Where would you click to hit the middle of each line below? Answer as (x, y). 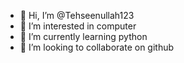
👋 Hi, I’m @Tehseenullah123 (77, 15)
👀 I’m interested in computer (78, 26)
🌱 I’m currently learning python (83, 36)
